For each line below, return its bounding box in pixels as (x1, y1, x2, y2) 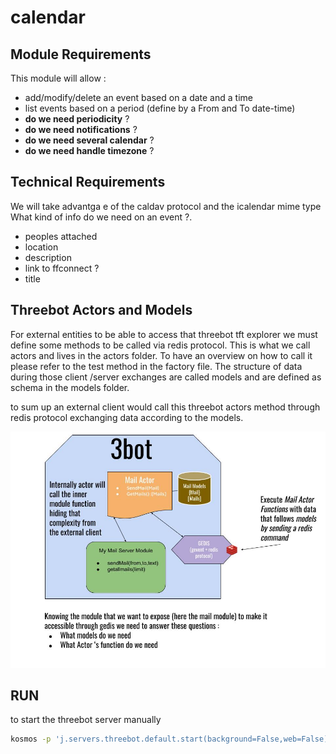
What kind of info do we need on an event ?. (10, 211, 193, 223)
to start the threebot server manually (10, 714, 162, 726)
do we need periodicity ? (24, 113, 130, 125)
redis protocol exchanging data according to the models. (10, 411, 244, 423)
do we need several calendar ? (24, 134, 155, 146)
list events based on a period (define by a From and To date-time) (24, 102, 296, 114)
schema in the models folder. (10, 381, 130, 393)
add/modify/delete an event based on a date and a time (24, 92, 253, 103)
